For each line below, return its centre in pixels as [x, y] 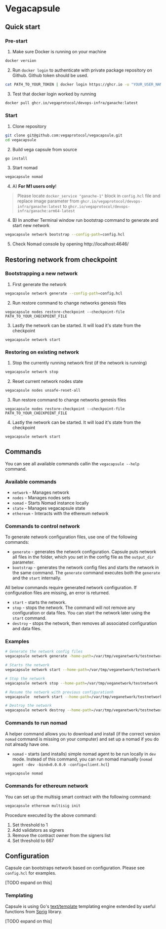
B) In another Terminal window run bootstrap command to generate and [85, 220]
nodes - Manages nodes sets [41, 497]
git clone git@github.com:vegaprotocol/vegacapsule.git [64, 135]
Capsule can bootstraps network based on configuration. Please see [75, 868]
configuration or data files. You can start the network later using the [81, 613]
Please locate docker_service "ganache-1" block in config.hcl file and [89, 196]
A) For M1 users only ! [34, 186]
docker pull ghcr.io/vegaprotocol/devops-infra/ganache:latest [72, 103]
